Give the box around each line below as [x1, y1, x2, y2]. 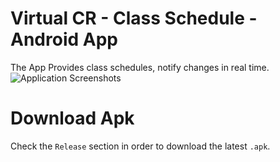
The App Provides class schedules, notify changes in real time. [10, 61, 270, 73]
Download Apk [10, 107, 135, 130]
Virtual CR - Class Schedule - [10, 7, 258, 30]
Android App [10, 28, 118, 51]
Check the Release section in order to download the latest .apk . [10, 140, 271, 152]
